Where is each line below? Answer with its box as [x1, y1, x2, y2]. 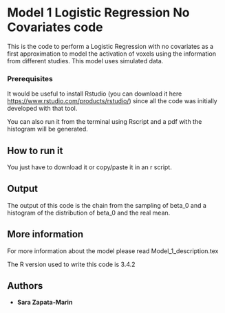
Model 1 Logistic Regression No [7, 5, 190, 21]
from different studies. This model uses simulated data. [7, 56, 164, 65]
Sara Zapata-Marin [17, 298, 73, 307]
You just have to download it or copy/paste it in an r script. [7, 163, 172, 171]
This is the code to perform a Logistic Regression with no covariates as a [7, 42, 214, 50]
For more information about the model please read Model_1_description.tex [7, 246, 219, 255]
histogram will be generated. [7, 125, 88, 133]
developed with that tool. [7, 105, 78, 113]
